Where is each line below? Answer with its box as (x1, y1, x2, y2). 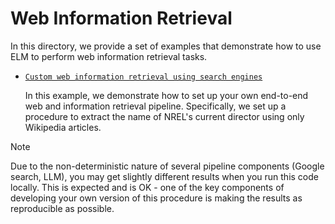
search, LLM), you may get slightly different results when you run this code (10, 170, 319, 182)
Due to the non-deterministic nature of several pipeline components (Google (10, 160, 325, 172)
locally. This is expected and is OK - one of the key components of (10, 181, 285, 193)
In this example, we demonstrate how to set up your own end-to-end (24, 89, 309, 101)
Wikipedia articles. (24, 121, 102, 133)
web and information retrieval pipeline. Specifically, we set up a (24, 100, 287, 112)
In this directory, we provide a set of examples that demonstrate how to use (10, 40, 322, 52)
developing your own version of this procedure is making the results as (10, 192, 303, 204)
